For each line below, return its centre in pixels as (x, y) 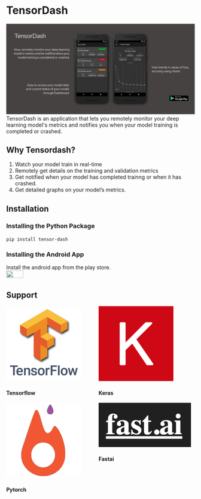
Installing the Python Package (51, 226)
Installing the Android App (45, 254)
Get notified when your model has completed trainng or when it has (98, 177)
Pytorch (16, 490)
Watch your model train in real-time (58, 164)
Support (22, 295)
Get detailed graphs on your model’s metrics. (70, 190)
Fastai (106, 459)
